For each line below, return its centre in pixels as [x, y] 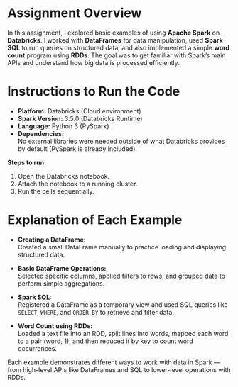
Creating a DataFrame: [52, 240]
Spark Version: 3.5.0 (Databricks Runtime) [80, 118]
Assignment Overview [75, 13]
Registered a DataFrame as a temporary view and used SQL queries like [123, 304]
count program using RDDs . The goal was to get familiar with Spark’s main [117, 55]
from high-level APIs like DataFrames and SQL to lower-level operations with [119, 369]
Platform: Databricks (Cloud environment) [79, 111]
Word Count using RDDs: [55, 326]
